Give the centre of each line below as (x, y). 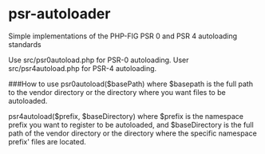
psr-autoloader (59, 14)
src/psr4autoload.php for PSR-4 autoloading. (83, 68)
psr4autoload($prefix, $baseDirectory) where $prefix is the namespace (126, 116)
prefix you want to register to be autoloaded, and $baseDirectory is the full (131, 124)
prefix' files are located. (47, 141)
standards (25, 44)
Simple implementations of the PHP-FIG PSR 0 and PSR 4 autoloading (123, 36)
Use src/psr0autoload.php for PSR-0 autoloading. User (99, 60)
